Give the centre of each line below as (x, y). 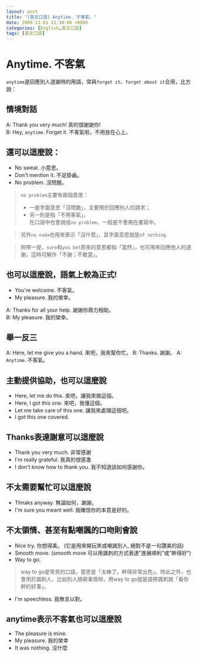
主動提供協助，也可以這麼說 (56, 380)
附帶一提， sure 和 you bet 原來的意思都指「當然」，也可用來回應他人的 (103, 247)
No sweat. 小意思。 (38, 168)
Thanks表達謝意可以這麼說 (55, 437)
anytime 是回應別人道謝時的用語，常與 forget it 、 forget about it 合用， (93, 82)
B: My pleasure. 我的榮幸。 (39, 317)
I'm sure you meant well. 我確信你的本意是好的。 (73, 510)
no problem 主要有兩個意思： (54, 195)
